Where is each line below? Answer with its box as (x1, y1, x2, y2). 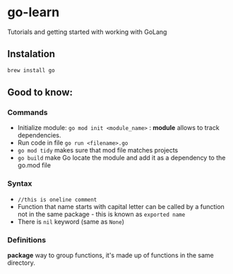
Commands (7, 107, 48, 117)
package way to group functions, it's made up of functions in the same (7, 251, 214, 259)
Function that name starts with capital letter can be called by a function (17, 202, 225, 210)
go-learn (7, 4, 60, 20)
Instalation (7, 48, 55, 60)
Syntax (7, 179, 32, 189)
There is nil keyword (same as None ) (17, 217, 125, 226)
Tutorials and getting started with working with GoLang (7, 28, 167, 36)
